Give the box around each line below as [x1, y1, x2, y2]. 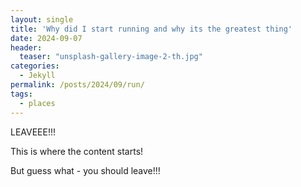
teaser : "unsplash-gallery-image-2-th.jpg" [19, 52, 203, 62]
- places [19, 98, 56, 108]
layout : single [10, 14, 74, 25]
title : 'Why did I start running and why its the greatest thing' [10, 24, 293, 34]
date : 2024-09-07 [10, 33, 83, 43]
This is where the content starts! [10, 145, 144, 157]
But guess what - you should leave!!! [10, 164, 161, 176]
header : [10, 42, 43, 53]
